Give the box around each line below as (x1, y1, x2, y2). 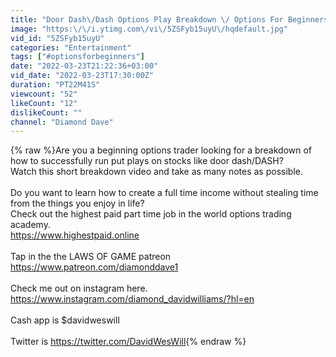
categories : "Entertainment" (10, 42, 132, 53)
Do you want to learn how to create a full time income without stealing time (10, 187, 319, 199)
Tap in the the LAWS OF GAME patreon (10, 251, 172, 263)
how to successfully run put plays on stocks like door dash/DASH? (10, 155, 284, 167)
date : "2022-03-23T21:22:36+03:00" (10, 61, 159, 71)
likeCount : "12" (10, 98, 78, 108)
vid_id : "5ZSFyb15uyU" (10, 33, 105, 43)
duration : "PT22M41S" (10, 80, 101, 90)
